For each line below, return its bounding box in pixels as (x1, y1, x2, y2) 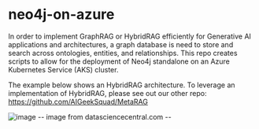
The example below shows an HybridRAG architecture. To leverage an (8, 80, 235, 90)
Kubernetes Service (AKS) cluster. (8, 64, 119, 74)
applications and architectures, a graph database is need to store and (8, 39, 234, 49)
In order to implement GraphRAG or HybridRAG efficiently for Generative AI (8, 31, 252, 41)
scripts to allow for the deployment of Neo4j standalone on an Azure (8, 57, 231, 66)
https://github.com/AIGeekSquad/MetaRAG (8, 97, 148, 106)
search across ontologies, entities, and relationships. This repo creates (8, 48, 238, 57)
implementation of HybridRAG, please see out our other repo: (8, 88, 207, 98)
